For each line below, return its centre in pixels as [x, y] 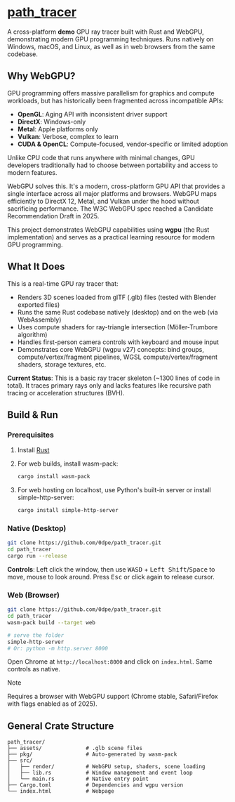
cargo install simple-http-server [68, 511]
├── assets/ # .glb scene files [75, 749]
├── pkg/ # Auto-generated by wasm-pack [92, 755]
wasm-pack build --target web [52, 622]
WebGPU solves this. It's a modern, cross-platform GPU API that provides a [116, 186]
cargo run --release [38, 556]
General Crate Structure [61, 726]
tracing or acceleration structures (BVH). [66, 393]
